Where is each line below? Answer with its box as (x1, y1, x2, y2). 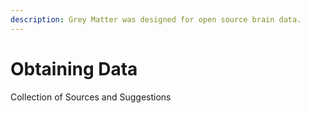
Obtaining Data (10, 57, 138, 80)
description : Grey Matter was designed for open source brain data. (10, 14, 302, 25)
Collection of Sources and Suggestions (10, 91, 172, 103)
